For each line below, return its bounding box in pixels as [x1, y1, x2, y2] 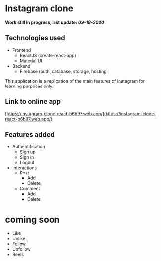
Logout [19, 160, 35, 166]
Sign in [19, 154, 34, 160]
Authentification [12, 144, 46, 150]
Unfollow [12, 246, 31, 252]
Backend [12, 63, 31, 69]
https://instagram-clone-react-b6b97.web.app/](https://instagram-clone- [6, 110, 156, 117]
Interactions [12, 165, 37, 171]
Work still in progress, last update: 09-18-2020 [5, 19, 104, 25]
